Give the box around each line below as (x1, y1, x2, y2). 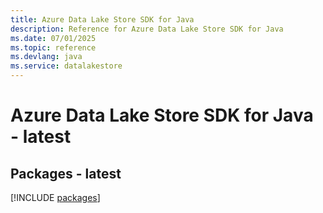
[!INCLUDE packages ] (10, 192, 101, 203)
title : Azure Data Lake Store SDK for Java (10, 14, 195, 25)
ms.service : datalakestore (10, 61, 123, 71)
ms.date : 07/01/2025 (10, 33, 97, 43)
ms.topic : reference (10, 42, 97, 53)
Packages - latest (10, 165, 122, 182)
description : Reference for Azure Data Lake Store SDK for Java (10, 24, 284, 34)
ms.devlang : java (10, 52, 83, 62)
